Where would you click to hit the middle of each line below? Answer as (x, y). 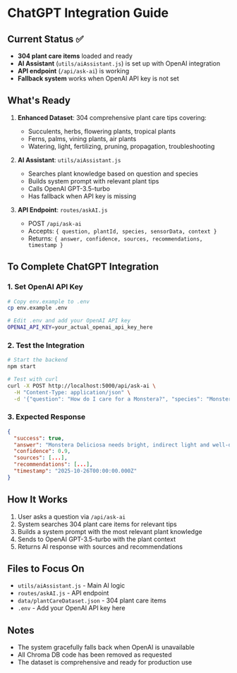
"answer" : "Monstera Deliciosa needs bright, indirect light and (112, 445)
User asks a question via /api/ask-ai (71, 516)
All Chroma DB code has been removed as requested (95, 655)
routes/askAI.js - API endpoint (63, 593)
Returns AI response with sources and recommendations (100, 546)
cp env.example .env (38, 308)
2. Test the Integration (46, 345)
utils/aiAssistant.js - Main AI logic (71, 586)
